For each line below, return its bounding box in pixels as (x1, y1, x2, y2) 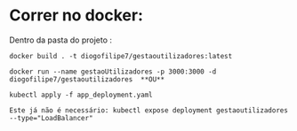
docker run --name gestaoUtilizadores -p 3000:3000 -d (9, 67, 217, 76)
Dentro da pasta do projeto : (9, 35, 113, 45)
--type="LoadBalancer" (9, 113, 93, 122)
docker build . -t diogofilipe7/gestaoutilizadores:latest (9, 51, 233, 60)
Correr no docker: (9, 5, 144, 26)
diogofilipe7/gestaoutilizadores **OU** (9, 74, 165, 84)
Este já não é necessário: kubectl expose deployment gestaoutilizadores (9, 105, 289, 115)
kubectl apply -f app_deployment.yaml (9, 90, 153, 99)
